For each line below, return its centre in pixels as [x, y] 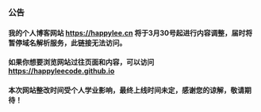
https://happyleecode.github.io [61, 71]
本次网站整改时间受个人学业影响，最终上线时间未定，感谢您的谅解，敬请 [126, 90]
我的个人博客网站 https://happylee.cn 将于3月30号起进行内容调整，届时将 [130, 32]
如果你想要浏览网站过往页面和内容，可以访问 [81, 62]
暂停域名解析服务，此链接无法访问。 [67, 43]
